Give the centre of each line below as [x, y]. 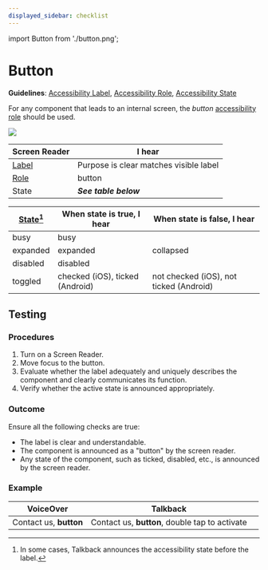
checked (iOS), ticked [99, 276]
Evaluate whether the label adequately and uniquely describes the [128, 371]
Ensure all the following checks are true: [74, 426]
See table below [108, 191]
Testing [28, 314]
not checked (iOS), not [194, 276]
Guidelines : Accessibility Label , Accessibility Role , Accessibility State [122, 93]
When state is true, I [101, 214]
